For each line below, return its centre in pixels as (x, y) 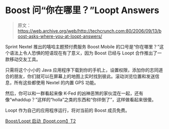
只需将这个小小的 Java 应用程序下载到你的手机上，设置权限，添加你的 (77, 70)
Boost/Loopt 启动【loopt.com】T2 (41, 121)
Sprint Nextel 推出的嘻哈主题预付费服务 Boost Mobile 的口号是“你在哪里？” (82, 46)
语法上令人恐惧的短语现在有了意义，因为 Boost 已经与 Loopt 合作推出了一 (86, 53)
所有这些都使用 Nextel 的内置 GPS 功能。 (56, 82)
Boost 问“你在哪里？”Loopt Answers (82, 10)
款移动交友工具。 (23, 59)
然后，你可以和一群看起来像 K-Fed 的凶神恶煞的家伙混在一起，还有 (74, 93)
